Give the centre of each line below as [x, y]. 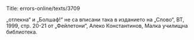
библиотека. [22, 32]
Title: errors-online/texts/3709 [43, 8]
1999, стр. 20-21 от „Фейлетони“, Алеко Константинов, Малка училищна [97, 26]
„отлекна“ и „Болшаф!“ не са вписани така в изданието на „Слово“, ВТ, [95, 19]
